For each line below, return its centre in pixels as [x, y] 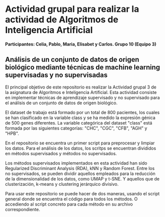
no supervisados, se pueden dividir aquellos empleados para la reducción [80, 174]
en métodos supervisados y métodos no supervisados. [61, 153]
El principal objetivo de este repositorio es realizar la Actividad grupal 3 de [81, 87]
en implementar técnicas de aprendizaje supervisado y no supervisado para [82, 97]
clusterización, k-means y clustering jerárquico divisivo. [62, 184]
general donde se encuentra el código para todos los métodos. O [71, 199]
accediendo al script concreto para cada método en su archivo [69, 204]
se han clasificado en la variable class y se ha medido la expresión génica [80, 118]
